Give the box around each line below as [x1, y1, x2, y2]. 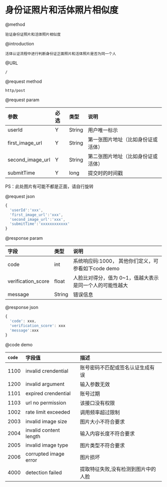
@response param [5, 235, 43, 241]
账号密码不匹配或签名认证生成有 [80, 364, 155, 371]
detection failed [25, 469, 62, 476]
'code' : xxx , [9, 319, 37, 324]
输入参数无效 [80, 381, 110, 388]
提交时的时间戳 [87, 169, 123, 176]
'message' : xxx [9, 327, 39, 333]
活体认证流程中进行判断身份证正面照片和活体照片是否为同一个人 [5, 51, 116, 56]
